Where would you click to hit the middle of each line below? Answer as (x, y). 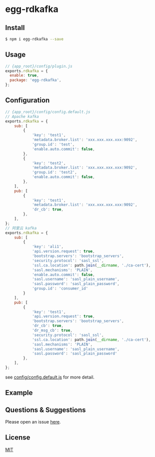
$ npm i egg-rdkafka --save (34, 39)
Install (15, 28)
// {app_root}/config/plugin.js (39, 66)
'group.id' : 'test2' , (54, 172)
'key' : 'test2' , (49, 163)
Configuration (27, 100)
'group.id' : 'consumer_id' (60, 288)
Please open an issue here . (33, 422)
